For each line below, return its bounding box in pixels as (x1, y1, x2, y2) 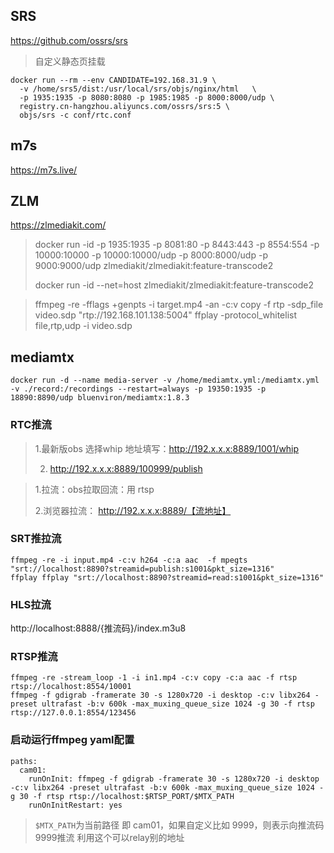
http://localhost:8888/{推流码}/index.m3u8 (10, 622, 187, 634)
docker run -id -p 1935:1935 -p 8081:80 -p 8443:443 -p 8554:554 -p (34, 239, 320, 251)
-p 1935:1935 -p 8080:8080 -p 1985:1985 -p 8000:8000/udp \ (19, 92, 275, 103)
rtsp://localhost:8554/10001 (10, 682, 132, 692)
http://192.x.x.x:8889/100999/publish (49, 462, 203, 474)
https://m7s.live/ (10, 164, 78, 176)
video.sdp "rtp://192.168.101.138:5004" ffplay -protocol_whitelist (34, 309, 297, 321)
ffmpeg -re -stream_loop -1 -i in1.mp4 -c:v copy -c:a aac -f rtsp (10, 673, 298, 683)
